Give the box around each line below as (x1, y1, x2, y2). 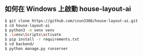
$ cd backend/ (5, 41, 35, 46)
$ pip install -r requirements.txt (5, 37, 80, 42)
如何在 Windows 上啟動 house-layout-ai (5, 4, 131, 13)
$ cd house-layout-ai (5, 23, 50, 28)
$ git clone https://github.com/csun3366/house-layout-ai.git (5, 18, 138, 23)
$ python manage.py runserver (5, 46, 68, 51)
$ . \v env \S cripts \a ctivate (5, 32, 61, 37)
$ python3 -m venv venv (5, 27, 55, 32)
